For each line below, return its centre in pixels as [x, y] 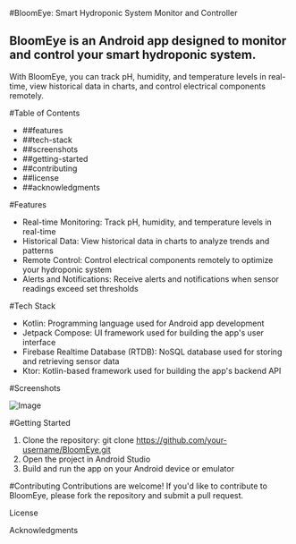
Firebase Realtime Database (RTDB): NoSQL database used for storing [152, 352]
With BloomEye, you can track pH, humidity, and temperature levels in [138, 76]
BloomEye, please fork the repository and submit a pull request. [127, 495]
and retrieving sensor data [71, 361]
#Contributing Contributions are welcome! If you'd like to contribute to [139, 486]
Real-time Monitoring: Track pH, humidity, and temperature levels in [147, 222]
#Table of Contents [45, 113]
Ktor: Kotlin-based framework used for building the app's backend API [152, 370]
